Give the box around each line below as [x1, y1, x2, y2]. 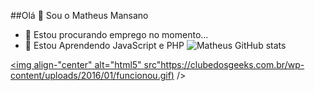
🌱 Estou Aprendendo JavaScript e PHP [24, 40, 185, 51]
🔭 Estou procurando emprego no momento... [24, 29, 209, 40]
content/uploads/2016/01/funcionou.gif [10, 70, 172, 81]
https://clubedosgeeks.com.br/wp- [160, 59, 305, 70]
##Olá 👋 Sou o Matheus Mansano [10, 10, 149, 21]
